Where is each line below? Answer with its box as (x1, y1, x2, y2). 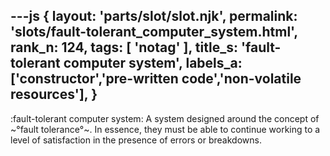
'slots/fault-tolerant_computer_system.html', (10, 24, 298, 41)
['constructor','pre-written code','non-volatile (10, 70, 302, 88)
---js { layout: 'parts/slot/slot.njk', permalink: (10, 8, 298, 25)
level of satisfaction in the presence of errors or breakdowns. (10, 134, 262, 146)
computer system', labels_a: (63, 55, 243, 72)
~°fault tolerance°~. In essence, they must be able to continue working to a (10, 123, 321, 135)
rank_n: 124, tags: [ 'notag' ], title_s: (10, 39, 238, 56)
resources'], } (10, 86, 98, 103)
